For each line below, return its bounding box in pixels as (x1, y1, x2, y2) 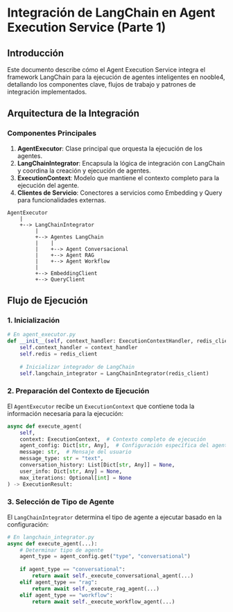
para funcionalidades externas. (17, 195, 106, 204)
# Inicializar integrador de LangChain (19, 363, 135, 370)
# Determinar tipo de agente (19, 546, 104, 554)
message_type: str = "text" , (19, 455, 104, 462)
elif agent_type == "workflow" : (19, 591, 113, 599)
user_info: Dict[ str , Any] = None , (19, 468, 123, 475)
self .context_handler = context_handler (19, 344, 138, 351)
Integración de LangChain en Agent (7, 5, 216, 21)
